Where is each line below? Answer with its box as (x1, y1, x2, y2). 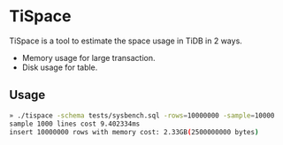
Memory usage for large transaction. (21, 52, 157, 63)
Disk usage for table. (21, 62, 98, 72)
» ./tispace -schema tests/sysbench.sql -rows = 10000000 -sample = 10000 (9, 111, 275, 120)
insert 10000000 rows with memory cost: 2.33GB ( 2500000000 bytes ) (9, 127, 259, 136)
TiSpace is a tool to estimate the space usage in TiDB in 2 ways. (9, 35, 243, 46)
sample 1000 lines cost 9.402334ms (9, 119, 141, 128)
